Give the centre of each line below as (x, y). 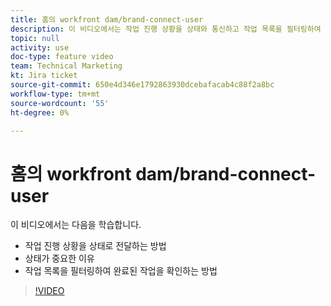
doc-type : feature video (62, 57)
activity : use (40, 47)
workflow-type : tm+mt (55, 94)
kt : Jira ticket (44, 76)
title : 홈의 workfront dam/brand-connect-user (107, 19)
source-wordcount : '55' (60, 103)
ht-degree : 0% (40, 112)
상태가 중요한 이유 (59, 258)
